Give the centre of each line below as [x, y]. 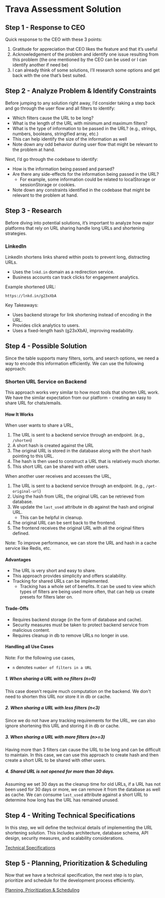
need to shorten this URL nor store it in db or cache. [58, 696]
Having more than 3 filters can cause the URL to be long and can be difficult [83, 749]
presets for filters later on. [46, 597]
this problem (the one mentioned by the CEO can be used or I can [80, 60]
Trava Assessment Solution [63, 9]
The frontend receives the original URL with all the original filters [78, 528]
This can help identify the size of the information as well [70, 139]
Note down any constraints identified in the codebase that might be [81, 190]
